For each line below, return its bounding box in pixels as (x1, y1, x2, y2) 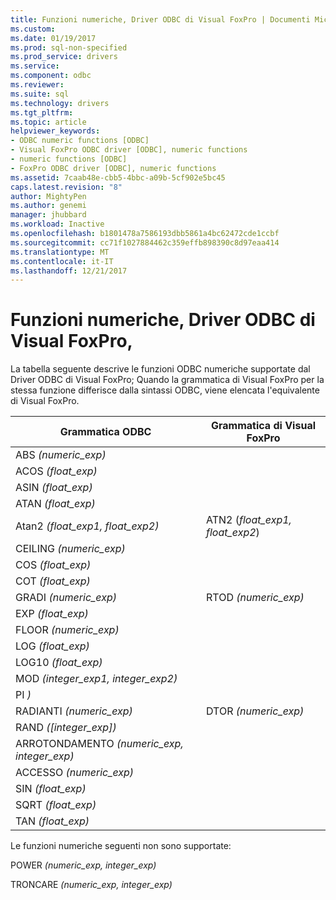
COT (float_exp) (15, 574, 91, 588)
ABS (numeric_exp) (15, 448, 107, 462)
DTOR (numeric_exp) (206, 704, 305, 718)
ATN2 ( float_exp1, (206, 513, 292, 527)
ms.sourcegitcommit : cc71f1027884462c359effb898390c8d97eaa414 (10, 237, 280, 248)
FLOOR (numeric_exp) (15, 623, 120, 637)
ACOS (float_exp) (15, 464, 98, 478)
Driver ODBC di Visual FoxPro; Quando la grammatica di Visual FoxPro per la (10, 374, 325, 386)
